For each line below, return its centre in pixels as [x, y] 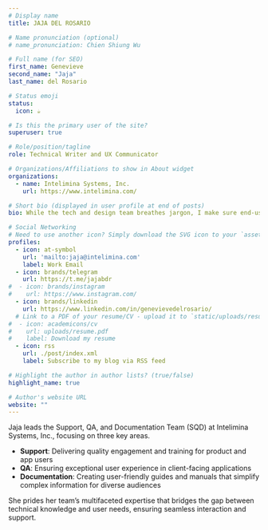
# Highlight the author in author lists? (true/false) [101, 375]
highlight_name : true [44, 383]
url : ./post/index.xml [60, 354]
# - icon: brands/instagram [57, 287]
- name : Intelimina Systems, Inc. [73, 184]
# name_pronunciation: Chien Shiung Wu [75, 45]
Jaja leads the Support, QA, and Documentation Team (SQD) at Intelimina [128, 427]
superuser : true [35, 132]
